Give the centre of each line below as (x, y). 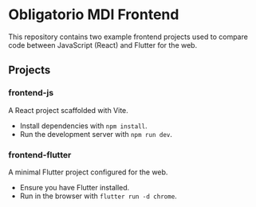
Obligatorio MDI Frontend (94, 15)
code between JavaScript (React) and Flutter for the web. (103, 45)
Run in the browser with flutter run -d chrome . (98, 196)
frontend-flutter (40, 154)
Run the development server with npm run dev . (96, 134)
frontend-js (31, 93)
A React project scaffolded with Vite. (69, 110)
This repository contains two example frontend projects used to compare (128, 37)
